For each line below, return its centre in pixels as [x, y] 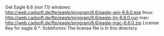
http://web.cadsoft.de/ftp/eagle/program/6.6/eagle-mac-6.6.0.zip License [82, 23]
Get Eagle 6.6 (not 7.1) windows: [38, 7]
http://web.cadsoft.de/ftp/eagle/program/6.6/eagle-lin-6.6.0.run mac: [77, 18]
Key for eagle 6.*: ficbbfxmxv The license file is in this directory [71, 28]
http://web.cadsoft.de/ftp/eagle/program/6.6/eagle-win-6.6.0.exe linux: [79, 12]
